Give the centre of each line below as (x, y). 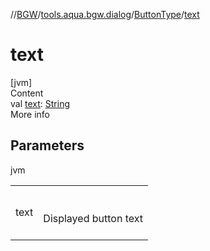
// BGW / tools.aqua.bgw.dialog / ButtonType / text (105, 14)
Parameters (47, 145)
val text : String (40, 103)
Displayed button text (93, 218)
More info (30, 114)
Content (27, 93)
